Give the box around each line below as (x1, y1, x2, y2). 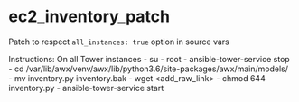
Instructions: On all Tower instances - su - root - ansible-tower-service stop (8, 53, 290, 64)
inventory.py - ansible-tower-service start (8, 82, 164, 93)
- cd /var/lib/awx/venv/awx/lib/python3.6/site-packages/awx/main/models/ (8, 63, 288, 74)
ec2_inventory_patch (8, 6, 171, 27)
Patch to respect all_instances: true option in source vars (8, 36, 229, 47)
